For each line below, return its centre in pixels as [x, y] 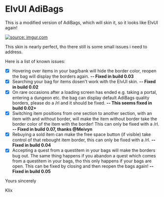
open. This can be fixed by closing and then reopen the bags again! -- [83, 166]
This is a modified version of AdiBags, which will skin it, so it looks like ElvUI [82, 22]
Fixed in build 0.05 [31, 172]
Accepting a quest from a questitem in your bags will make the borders [84, 151]
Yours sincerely [21, 181]
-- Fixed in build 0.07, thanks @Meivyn [52, 129]
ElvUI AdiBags [34, 9]
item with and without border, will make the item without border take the [85, 119]
